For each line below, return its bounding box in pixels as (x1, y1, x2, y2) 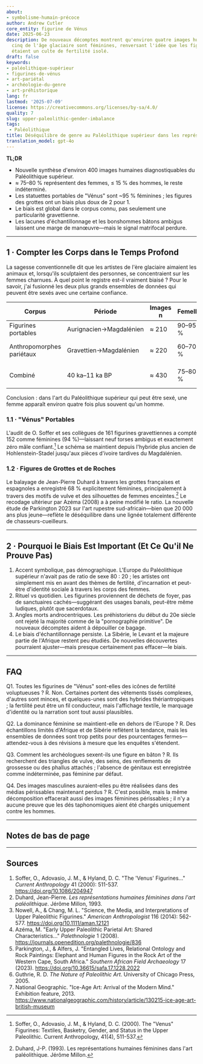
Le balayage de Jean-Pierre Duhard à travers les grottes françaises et (6, 478, 180, 485)
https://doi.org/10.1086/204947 (14, 887, 93, 894)
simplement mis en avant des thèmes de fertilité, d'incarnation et (14, 579, 177, 587)
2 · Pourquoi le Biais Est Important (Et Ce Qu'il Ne (6, 541, 194, 551)
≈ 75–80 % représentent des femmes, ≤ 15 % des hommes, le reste (14, 179, 183, 186)
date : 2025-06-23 (6, 31, 50, 37)
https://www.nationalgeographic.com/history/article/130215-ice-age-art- (14, 996, 196, 1004)
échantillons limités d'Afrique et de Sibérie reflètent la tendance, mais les (6, 726, 188, 734)
